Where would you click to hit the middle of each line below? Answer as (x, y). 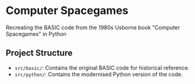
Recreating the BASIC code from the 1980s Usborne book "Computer (93, 27)
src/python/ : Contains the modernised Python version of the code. (98, 74)
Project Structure (39, 53)
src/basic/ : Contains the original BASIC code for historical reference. (102, 68)
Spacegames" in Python (36, 33)
